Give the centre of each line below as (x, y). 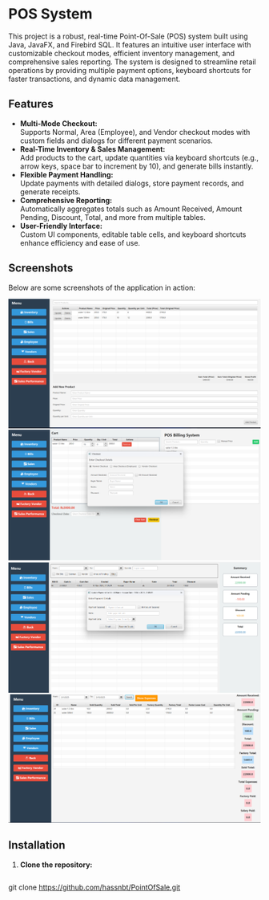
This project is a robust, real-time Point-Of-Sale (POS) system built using (128, 36)
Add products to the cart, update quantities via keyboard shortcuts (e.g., (139, 157)
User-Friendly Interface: (61, 226)
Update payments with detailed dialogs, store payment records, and (132, 183)
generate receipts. (50, 191)
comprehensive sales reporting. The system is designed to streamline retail (132, 62)
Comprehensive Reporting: (66, 200)
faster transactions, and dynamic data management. (94, 79)
